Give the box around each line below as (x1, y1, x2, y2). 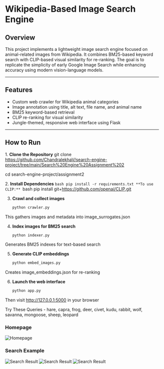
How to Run (5, 138, 41, 147)
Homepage (5, 324, 32, 331)
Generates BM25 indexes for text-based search (5, 241, 101, 248)
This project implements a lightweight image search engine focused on (5, 46, 148, 52)
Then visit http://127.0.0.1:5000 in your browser (5, 297, 99, 303)
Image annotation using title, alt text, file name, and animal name (12, 104, 142, 110)
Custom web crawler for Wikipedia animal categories (12, 99, 119, 105)
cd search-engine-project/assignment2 (5, 171, 84, 177)
